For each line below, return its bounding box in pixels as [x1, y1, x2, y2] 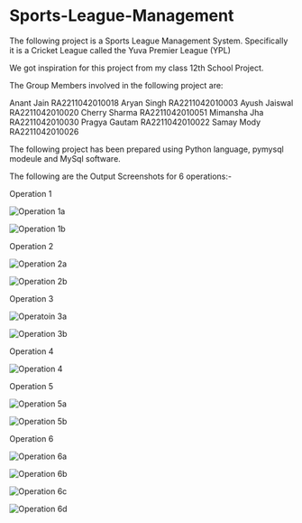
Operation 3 [9, 293, 54, 304]
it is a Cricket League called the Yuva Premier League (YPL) [9, 44, 232, 55]
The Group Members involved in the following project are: [9, 79, 224, 90]
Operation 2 [9, 240, 54, 251]
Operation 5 [9, 380, 54, 391]
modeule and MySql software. [9, 153, 122, 163]
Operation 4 [9, 345, 54, 357]
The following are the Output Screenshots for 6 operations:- [9, 171, 233, 182]
